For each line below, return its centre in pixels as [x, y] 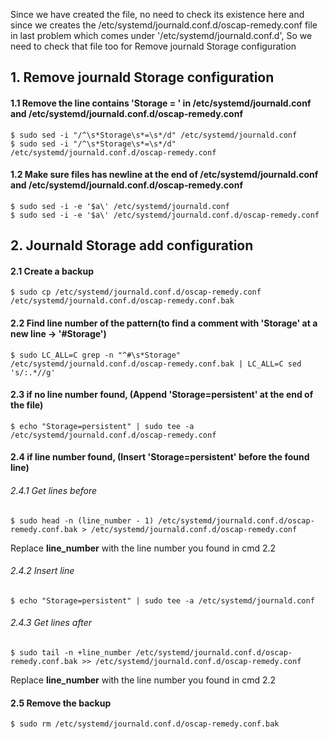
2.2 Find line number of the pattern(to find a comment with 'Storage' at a [164, 323]
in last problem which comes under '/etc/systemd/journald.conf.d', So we [161, 35]
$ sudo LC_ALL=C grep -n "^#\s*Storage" [96, 355]
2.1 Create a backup [52, 271]
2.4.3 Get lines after [51, 623]
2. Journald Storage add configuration [132, 245]
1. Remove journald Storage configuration [142, 77]
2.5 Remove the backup [61, 703]
